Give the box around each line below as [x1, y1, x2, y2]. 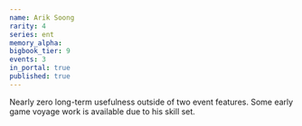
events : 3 [9, 55, 47, 64]
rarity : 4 [9, 22, 47, 31]
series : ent [9, 30, 54, 39]
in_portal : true [9, 64, 71, 73]
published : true [9, 72, 71, 81]
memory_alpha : [9, 38, 63, 48]
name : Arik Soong [9, 13, 75, 22]
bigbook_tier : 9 [9, 47, 71, 56]
